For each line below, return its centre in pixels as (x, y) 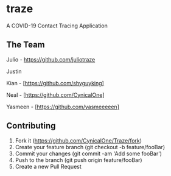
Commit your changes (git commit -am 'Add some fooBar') (89, 153)
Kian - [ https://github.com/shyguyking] (55, 83)
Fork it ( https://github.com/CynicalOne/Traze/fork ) (78, 140)
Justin (14, 71)
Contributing (31, 126)
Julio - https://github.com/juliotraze (51, 59)
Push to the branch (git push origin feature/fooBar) (79, 160)
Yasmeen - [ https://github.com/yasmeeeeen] (63, 107)
